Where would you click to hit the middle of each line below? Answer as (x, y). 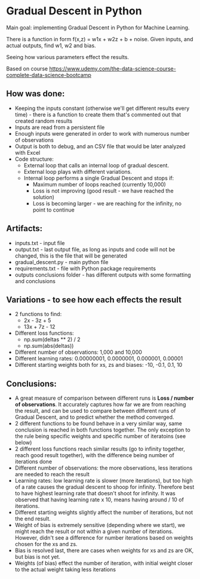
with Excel (27, 152)
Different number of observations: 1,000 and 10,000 (78, 352)
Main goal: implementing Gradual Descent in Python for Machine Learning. (98, 27)
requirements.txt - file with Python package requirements (85, 268)
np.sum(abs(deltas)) (49, 346)
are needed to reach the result (52, 474)
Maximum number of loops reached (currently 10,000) (99, 184)
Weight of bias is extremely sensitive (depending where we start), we (100, 525)
